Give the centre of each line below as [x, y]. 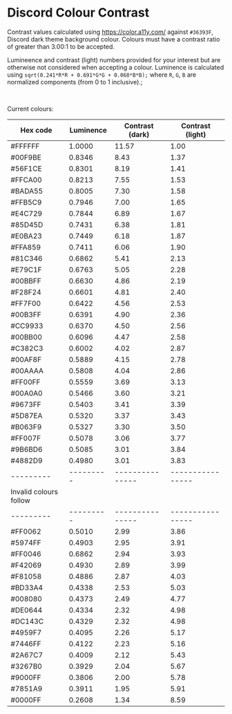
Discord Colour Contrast [78, 13]
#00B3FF [26, 314]
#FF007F [26, 438]
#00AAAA [27, 370]
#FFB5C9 [26, 202]
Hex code [37, 130]
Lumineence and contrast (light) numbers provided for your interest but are [114, 59]
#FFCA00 [27, 180]
